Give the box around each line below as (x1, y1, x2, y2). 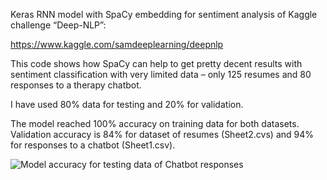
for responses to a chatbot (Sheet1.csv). (10, 139, 176, 151)
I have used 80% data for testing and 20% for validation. (10, 99, 244, 110)
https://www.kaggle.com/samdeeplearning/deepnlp (10, 39, 224, 50)
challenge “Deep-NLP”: (10, 19, 107, 31)
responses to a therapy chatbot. (10, 79, 142, 91)
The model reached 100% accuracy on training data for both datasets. (10, 118, 300, 129)
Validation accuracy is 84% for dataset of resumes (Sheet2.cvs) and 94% (10, 129, 315, 140)
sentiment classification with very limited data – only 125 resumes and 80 (10, 69, 312, 80)
